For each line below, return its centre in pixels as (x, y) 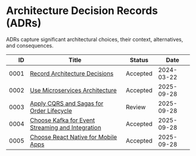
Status (139, 60)
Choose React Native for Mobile (73, 137)
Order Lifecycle (51, 110)
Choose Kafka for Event (62, 120)
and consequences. (30, 46)
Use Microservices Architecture (73, 90)
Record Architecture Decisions (72, 73)
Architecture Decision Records (82, 11)
